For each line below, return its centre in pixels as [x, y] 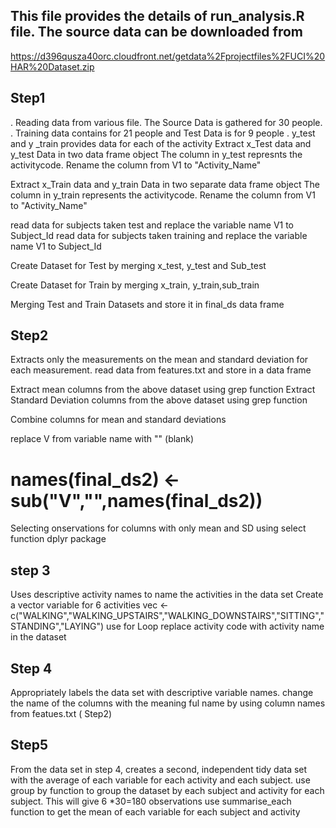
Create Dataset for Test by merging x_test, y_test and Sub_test [138, 265]
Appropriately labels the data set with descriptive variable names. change [162, 692]
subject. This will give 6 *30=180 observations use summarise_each [151, 801]
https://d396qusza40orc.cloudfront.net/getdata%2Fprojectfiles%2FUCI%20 [168, 56]
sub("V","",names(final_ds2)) [136, 500]
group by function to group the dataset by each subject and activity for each [167, 790]
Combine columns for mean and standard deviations [118, 420]
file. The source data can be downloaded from [156, 32]
